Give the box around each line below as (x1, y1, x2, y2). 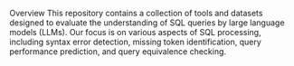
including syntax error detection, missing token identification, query (9, 36, 262, 47)
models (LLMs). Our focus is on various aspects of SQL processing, (9, 27, 261, 37)
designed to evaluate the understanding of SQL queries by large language (9, 17, 285, 28)
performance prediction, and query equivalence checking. (9, 46, 227, 57)
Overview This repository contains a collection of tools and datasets (9, 8, 263, 18)
